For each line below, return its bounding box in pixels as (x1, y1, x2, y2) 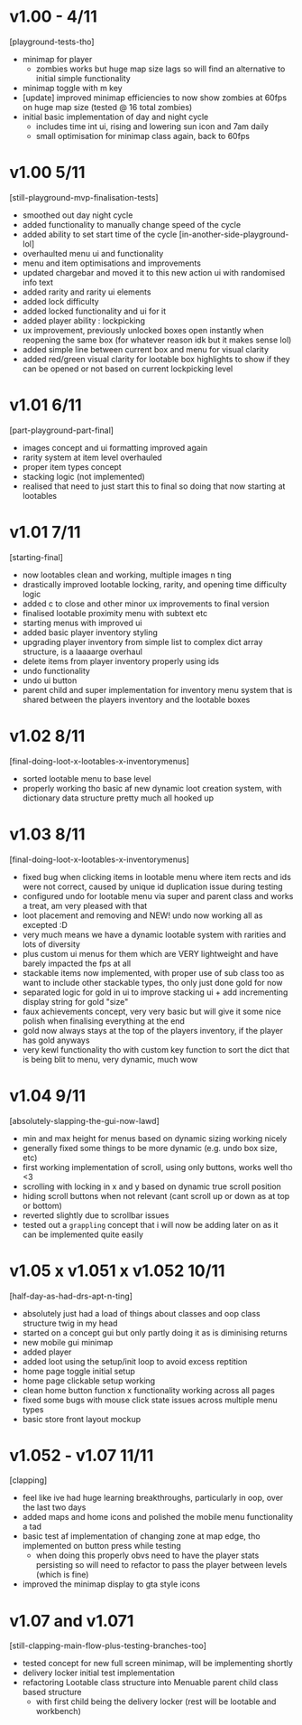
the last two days (22, 1502, 87, 1513)
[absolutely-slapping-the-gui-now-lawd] (9, 1115, 160, 1126)
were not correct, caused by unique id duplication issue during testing (22, 881, 283, 892)
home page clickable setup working (22, 1375, 156, 1386)
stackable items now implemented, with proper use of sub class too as (22, 967, 285, 978)
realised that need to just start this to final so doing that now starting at (22, 481, 286, 492)
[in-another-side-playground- (178, 229, 289, 239)
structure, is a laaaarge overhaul (22, 646, 142, 657)
